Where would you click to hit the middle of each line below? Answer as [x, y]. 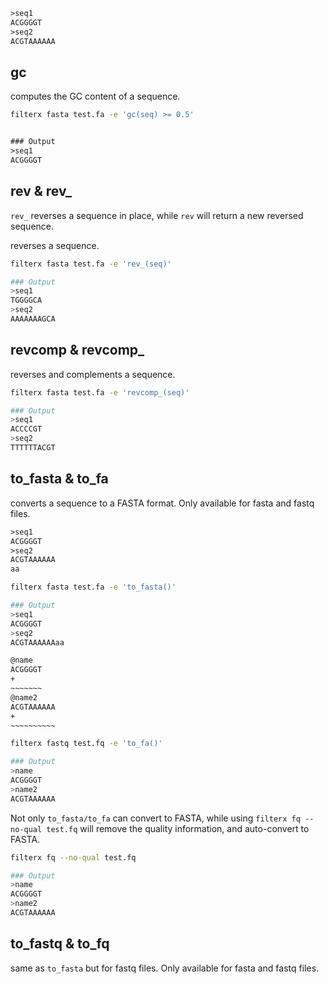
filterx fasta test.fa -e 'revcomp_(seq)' [100, 392]
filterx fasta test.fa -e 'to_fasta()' [93, 587]
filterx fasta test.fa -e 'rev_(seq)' [91, 264]
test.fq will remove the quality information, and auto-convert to [178, 828]
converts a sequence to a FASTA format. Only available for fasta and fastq [162, 503]
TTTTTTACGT [33, 448]
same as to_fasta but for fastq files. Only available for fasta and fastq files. [165, 968]
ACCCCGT [26, 429]
